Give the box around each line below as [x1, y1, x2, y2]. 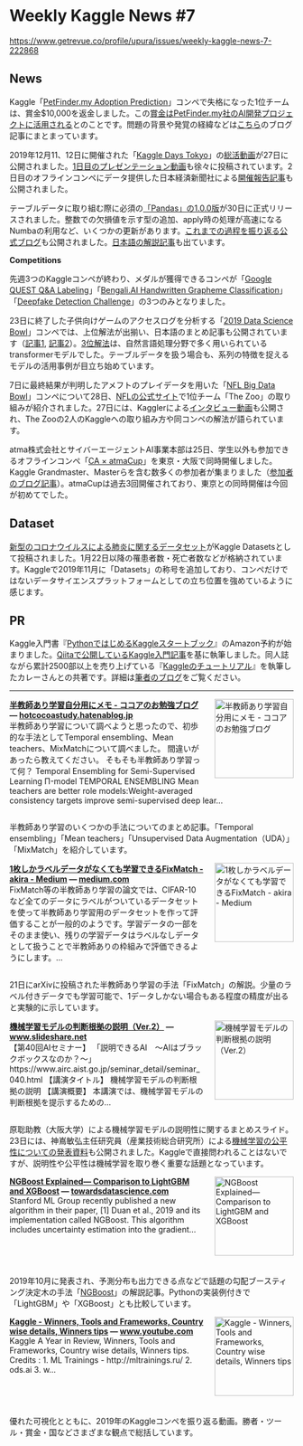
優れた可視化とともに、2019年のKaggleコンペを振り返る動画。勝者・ [9, 1416, 267, 1427]
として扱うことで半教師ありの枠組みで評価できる [9, 941, 191, 952]
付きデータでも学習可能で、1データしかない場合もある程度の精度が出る [24, 991, 289, 1002]
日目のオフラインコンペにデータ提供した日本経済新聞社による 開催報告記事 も [9, 172, 294, 183]
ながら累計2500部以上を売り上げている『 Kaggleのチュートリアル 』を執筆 [9, 661, 284, 672]
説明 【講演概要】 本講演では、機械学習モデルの [24, 1086, 204, 1097]
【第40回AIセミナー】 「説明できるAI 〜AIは [9, 1042, 179, 1054]
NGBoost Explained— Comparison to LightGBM [9, 1177, 190, 1187]
